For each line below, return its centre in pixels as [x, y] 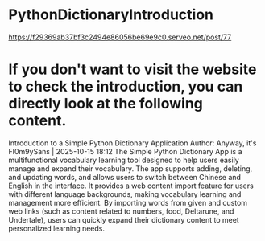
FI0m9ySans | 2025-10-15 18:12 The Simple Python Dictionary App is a [126, 151]
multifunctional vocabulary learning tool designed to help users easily [124, 160]
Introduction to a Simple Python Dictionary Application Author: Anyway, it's [132, 143]
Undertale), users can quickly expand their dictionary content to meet [124, 219]
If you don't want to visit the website [132, 69]
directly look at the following [106, 104]
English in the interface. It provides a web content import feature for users [131, 186]
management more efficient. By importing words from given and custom [128, 202]
